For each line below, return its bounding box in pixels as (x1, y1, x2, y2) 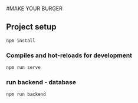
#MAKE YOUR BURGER (6, 5, 63, 12)
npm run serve (6, 65, 41, 71)
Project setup (6, 22, 57, 32)
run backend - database (6, 78, 77, 87)
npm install (6, 38, 35, 44)
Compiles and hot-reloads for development (6, 51, 133, 59)
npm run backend (6, 91, 46, 98)
